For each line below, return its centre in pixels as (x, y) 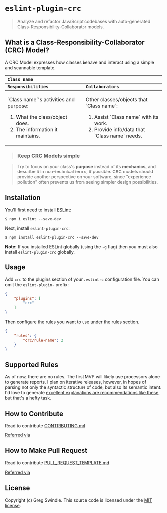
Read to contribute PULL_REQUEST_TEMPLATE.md (57, 463)
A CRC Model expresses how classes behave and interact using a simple (80, 62)
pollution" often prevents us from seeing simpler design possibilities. (87, 182)
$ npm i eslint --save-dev (33, 219)
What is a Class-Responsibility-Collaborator (75, 43)
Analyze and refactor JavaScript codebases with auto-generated (84, 21)
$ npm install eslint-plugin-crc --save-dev (52, 237)
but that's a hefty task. (28, 398)
